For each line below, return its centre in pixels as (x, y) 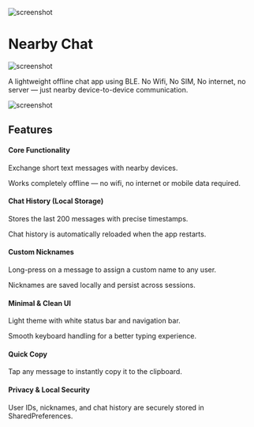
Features (30, 130)
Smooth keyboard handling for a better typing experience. (103, 336)
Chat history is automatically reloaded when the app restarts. (107, 234)
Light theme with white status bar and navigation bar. (95, 321)
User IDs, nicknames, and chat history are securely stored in (106, 407)
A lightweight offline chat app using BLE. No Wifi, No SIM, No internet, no (127, 81)
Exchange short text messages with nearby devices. (93, 168)
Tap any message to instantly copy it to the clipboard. (95, 372)
